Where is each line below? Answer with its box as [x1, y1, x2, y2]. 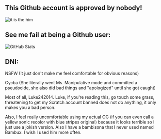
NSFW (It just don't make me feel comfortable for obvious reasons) [5, 70, 139, 77]
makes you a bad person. [5, 105, 56, 110]
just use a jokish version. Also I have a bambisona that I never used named [5, 124, 154, 130]
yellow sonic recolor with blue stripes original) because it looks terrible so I [5, 119, 155, 125]
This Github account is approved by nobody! [5, 4, 142, 12]
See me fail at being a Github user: [5, 31, 111, 39]
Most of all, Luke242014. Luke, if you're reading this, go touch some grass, [5, 94, 155, 100]
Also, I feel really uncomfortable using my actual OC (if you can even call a [5, 114, 154, 120]
